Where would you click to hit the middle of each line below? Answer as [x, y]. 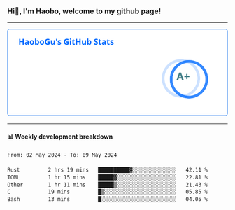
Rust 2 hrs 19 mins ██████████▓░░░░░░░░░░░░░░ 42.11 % [108, 170]
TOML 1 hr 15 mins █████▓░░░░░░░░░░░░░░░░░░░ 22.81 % [108, 177]
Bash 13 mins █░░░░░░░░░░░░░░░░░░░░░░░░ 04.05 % [108, 199]
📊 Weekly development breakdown [60, 136]
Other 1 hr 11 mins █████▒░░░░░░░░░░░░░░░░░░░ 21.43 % [108, 185]
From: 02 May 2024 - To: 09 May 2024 [62, 155]
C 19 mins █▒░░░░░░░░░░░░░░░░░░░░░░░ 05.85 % [108, 192]
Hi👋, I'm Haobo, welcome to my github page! [84, 11]
